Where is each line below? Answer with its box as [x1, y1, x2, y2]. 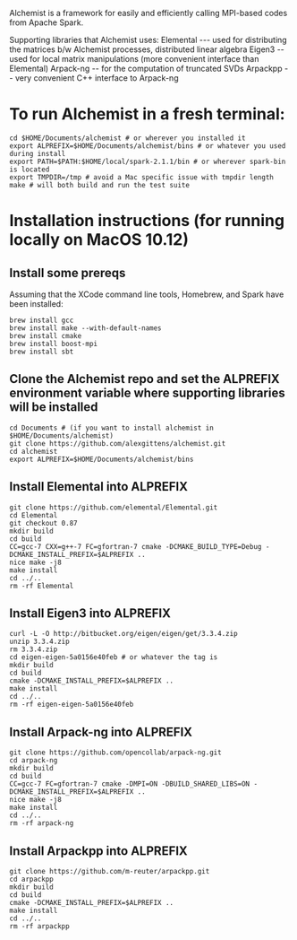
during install [9, 149, 66, 158]
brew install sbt [9, 347, 74, 356]
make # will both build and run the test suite [9, 180, 191, 189]
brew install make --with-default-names [9, 323, 163, 333]
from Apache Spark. [9, 17, 84, 28]
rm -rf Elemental [9, 581, 74, 590]
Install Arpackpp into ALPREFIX [9, 843, 188, 858]
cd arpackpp [9, 875, 54, 883]
